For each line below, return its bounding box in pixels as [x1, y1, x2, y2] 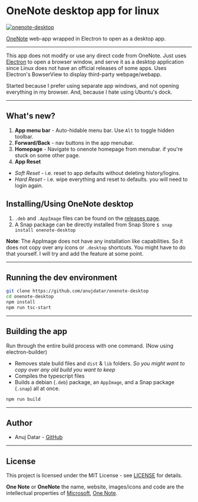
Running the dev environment [6, 272, 118, 282]
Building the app [6, 326, 68, 336]
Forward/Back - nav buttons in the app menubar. [14, 139, 134, 146]
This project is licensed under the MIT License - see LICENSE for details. [6, 472, 183, 479]
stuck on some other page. [14, 151, 81, 158]
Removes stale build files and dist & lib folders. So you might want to [14, 359, 185, 366]
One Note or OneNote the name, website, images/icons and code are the [6, 483, 184, 490]
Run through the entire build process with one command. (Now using [6, 342, 174, 349]
